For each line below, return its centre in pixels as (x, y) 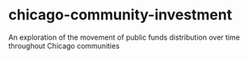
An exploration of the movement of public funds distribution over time (124, 37)
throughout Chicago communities (64, 45)
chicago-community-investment (120, 15)
